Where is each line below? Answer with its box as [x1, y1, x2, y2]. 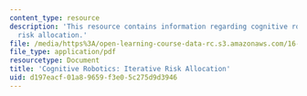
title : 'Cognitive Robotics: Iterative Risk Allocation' [9, 65, 231, 74]
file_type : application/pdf [9, 48, 117, 57]
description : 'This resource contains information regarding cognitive [9, 22, 288, 31]
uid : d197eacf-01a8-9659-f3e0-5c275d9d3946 [9, 73, 178, 82]
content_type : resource [9, 13, 101, 23]
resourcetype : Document [9, 56, 101, 65]
